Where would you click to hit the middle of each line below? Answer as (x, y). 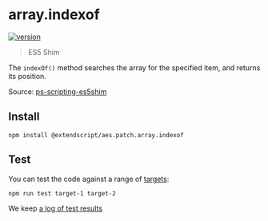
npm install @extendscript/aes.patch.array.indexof (96, 135)
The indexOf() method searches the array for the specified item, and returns (134, 67)
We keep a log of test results (55, 208)
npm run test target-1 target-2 (62, 193)
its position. (27, 76)
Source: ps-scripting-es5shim (58, 91)
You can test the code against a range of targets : (89, 179)
